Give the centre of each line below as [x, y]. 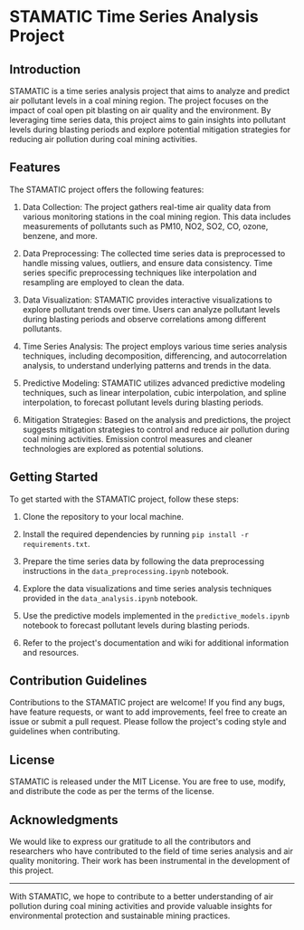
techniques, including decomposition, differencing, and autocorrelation [155, 356]
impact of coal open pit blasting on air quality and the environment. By [140, 110]
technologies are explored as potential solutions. [113, 448]
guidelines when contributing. [65, 732]
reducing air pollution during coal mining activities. [104, 139]
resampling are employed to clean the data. [103, 282]
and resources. [51, 652]
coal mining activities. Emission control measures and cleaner [138, 439]
